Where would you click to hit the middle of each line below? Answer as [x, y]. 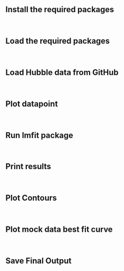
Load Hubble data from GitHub [62, 73]
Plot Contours [31, 198]
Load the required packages [58, 41]
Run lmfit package [39, 135]
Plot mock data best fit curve [59, 230]
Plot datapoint [32, 104]
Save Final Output [39, 261]
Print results [28, 167]
